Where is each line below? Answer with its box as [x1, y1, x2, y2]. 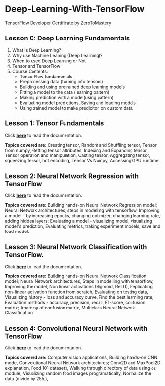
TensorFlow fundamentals [19, 73, 73, 79]
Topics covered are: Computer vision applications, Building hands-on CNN [5, 354, 158, 360]
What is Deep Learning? [12, 47, 62, 53]
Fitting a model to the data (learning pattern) [19, 89, 110, 95]
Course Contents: [12, 68, 48, 74]
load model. [5, 229, 30, 234]
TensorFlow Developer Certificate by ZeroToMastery [5, 20, 112, 26]
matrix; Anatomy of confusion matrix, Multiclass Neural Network [5, 305, 135, 310]
